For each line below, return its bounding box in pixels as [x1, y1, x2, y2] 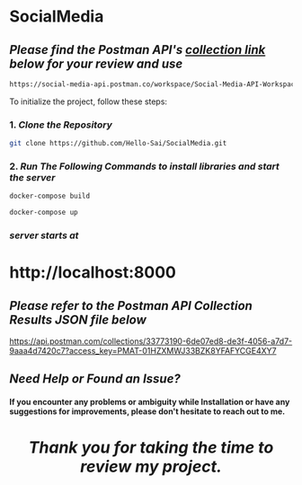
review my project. [79, 456, 223, 477]
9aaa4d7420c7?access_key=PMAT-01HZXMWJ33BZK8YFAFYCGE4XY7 [9, 346, 277, 357]
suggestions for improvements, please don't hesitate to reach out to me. [9, 406, 286, 417]
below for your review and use [9, 56, 183, 71]
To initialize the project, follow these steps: [9, 96, 168, 107]
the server [9, 171, 56, 183]
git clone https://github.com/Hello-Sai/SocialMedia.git [9, 139, 227, 148]
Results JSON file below [9, 312, 147, 327]
